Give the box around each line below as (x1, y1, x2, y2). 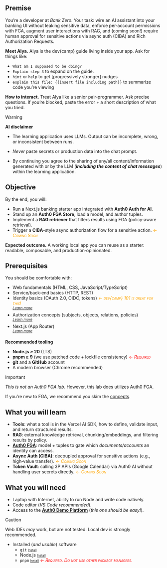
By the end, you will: (5, 196, 47, 202)
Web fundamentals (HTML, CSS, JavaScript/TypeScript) (12, 284, 128, 290)
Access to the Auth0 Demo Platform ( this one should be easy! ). (12, 507, 144, 513)
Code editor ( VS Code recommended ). (12, 502, 92, 508)
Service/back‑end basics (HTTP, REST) (12, 290, 94, 296)
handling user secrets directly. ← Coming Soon (12, 469, 106, 475)
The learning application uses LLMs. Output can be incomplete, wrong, (12, 133, 159, 139)
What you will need (5, 483, 66, 492)
